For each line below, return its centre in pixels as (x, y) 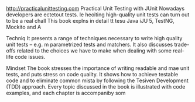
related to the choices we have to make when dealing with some (94, 51)
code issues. (30, 57)
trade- (182, 44)
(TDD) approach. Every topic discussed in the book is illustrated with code (96, 87)
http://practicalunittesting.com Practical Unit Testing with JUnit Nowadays (95, 8)
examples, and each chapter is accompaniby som (66, 93)
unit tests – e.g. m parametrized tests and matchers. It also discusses (90, 44)
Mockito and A (24, 27)
